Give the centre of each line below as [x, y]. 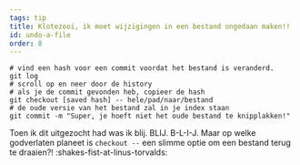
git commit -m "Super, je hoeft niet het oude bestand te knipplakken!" [150, 116]
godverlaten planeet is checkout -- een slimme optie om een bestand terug [150, 143]
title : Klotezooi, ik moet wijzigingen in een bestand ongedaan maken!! [150, 26]
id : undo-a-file [40, 35]
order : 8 [26, 43]
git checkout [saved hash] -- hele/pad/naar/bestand [111, 100]
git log [24, 77]
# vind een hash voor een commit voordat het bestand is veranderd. [142, 68]
